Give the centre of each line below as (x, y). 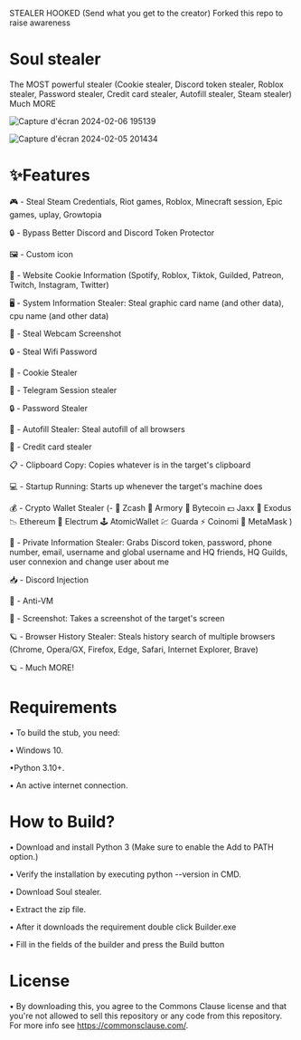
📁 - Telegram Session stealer (63, 390)
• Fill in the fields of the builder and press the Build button (117, 944)
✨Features (50, 175)
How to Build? (62, 822)
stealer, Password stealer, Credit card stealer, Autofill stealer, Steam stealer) (150, 93)
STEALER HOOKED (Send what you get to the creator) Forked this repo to (146, 13)
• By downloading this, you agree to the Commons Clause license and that (148, 1006)
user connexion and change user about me (89, 562)
